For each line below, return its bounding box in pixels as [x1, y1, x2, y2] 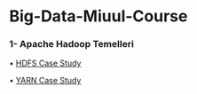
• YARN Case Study [9, 75, 82, 86]
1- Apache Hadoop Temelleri [9, 38, 135, 51]
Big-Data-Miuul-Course [9, 6, 188, 27]
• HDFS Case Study [9, 58, 82, 68]
